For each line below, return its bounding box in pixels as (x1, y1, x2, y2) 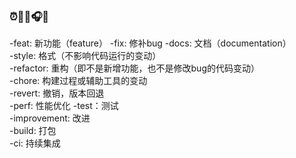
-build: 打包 (9, 125, 57, 137)
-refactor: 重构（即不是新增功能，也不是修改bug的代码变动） (9, 62, 260, 74)
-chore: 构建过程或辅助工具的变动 (9, 75, 148, 87)
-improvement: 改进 (9, 112, 91, 124)
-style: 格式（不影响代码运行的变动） (9, 50, 162, 62)
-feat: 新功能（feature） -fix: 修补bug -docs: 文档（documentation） (9, 37, 292, 49)
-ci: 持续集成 (9, 137, 61, 149)
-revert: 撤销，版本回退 (9, 87, 105, 99)
